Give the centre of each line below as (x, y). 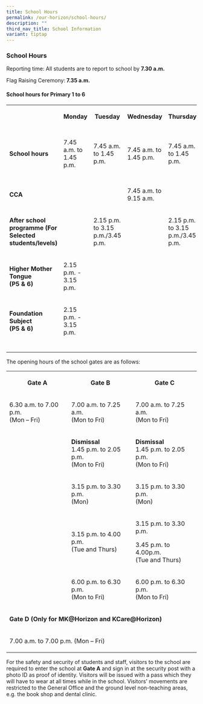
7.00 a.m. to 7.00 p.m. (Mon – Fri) (57, 641)
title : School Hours (32, 12)
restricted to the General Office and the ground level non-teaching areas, (97, 688)
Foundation (26, 313)
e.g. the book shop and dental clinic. (52, 694)
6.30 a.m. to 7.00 (34, 405)
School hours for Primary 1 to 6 (46, 95)
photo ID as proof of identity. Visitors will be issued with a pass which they (99, 675)
